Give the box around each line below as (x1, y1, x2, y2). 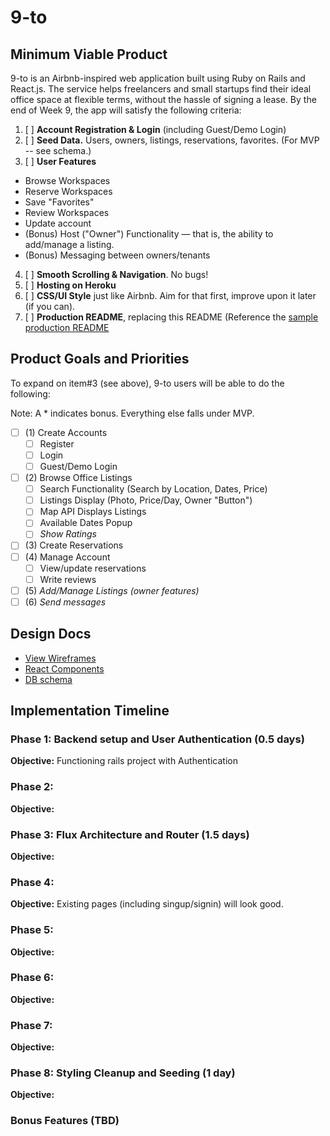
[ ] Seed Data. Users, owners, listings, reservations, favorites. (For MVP (24, 134, 320, 146)
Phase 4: (10, 875, 55, 889)
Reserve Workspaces (24, 186, 113, 197)
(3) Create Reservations (24, 539, 124, 551)
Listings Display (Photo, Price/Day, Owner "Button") (39, 494, 253, 506)
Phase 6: (10, 971, 55, 985)
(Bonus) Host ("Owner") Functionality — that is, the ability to (24, 228, 274, 240)
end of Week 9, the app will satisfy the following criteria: (10, 104, 242, 116)
